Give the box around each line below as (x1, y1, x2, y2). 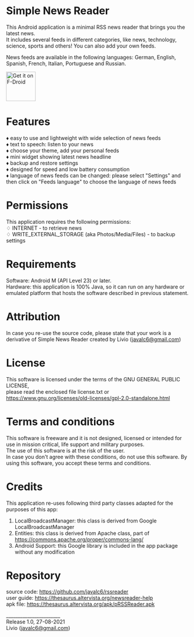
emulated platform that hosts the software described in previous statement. (6, 289, 189, 296)
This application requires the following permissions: (6, 218, 131, 225)
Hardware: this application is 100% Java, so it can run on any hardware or (6, 283, 185, 290)
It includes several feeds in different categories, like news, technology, (6, 36, 177, 43)
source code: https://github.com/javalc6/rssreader (6, 588, 129, 595)
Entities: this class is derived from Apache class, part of (14, 529, 150, 537)
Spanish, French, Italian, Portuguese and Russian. (6, 60, 126, 67)
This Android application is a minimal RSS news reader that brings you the (6, 24, 185, 31)
